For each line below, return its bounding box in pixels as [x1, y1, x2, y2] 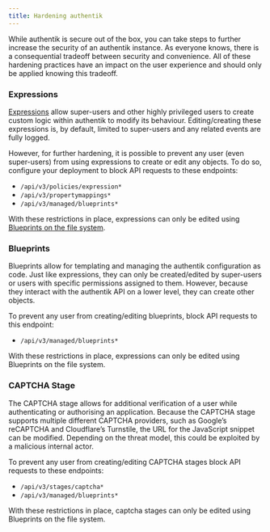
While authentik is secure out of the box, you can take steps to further [8, 34, 241, 44]
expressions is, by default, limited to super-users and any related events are [8, 124, 261, 133]
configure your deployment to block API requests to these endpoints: [8, 165, 238, 175]
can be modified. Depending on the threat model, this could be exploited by [8, 433, 260, 442]
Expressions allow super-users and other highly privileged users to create [8, 107, 255, 116]
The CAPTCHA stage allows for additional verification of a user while [8, 398, 238, 408]
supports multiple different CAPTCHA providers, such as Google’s [8, 416, 227, 425]
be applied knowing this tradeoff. [8, 68, 119, 78]
